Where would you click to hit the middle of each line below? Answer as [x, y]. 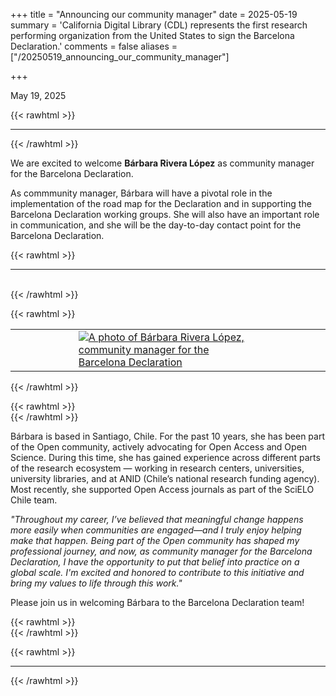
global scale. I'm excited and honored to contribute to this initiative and [157, 572]
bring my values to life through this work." [96, 583]
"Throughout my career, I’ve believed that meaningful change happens [157, 519]
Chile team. [34, 500]
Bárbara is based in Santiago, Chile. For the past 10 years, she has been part [167, 436]
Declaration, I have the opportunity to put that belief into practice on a [155, 562]
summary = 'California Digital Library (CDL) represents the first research [159, 25]
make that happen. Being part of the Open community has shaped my [155, 540]
